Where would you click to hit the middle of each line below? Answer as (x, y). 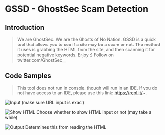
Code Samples (28, 76)
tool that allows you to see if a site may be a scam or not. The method (88, 45)
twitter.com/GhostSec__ (41, 60)
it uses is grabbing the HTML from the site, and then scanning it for (86, 50)
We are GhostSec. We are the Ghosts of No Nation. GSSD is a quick (86, 39)
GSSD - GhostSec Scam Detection (77, 9)
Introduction (25, 27)
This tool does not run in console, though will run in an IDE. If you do (87, 88)
